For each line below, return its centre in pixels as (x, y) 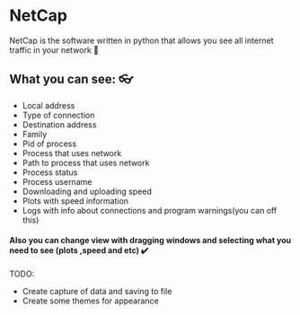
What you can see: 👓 (71, 79)
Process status (50, 172)
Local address (49, 105)
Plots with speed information (75, 201)
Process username (57, 181)
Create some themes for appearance (90, 301)
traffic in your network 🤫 (54, 49)
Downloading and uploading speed (87, 191)
